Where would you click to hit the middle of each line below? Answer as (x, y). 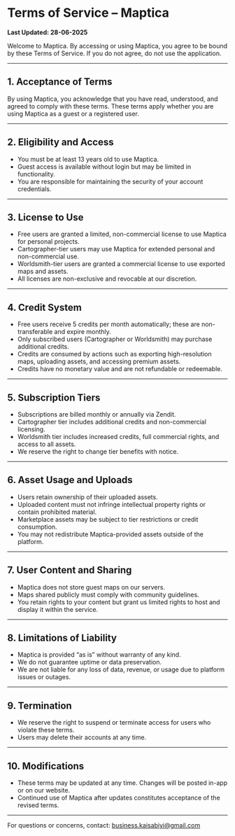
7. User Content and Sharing (70, 570)
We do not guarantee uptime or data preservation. (90, 662)
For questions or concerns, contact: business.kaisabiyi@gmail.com (104, 825)
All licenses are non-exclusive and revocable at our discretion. (107, 279)
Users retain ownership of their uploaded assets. (88, 497)
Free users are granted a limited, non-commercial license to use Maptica (122, 234)
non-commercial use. (48, 256)
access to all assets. (47, 444)
